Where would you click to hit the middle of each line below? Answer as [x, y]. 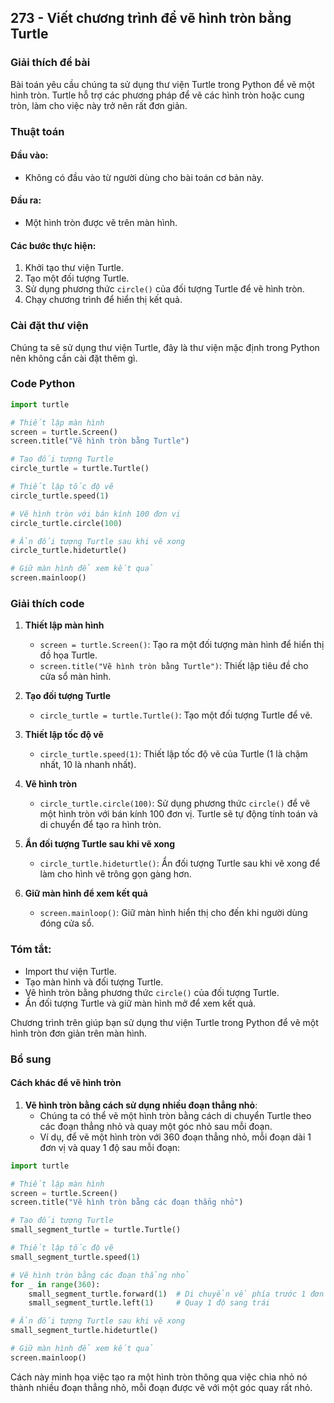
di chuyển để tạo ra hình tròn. [100, 825]
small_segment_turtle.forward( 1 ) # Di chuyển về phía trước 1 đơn [176, 1294]
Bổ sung [31, 1059]
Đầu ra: [26, 200]
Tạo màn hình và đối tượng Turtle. [94, 982]
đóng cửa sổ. [67, 923]
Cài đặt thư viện [49, 326]
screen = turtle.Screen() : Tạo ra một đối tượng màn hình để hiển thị [182, 645]
